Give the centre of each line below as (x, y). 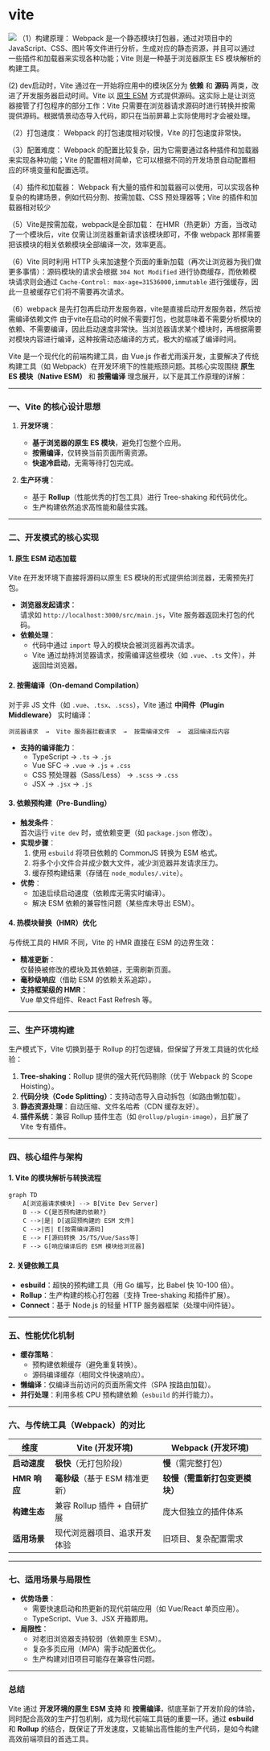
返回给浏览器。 (57, 665)
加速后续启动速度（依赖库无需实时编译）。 (101, 893)
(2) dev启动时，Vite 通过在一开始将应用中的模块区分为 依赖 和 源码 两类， (130, 85)
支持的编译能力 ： (48, 747)
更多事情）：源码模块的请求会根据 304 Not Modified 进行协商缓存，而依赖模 (133, 271)
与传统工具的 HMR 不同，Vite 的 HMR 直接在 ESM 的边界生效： (112, 942)
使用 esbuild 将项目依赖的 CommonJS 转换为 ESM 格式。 (127, 853)
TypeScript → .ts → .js (72, 756)
